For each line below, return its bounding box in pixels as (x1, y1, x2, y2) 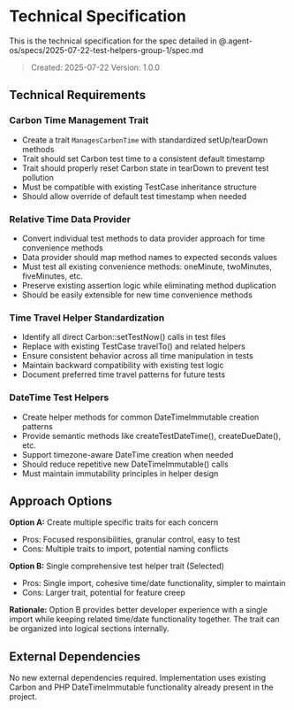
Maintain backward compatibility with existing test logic (21, 360, 224, 371)
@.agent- (218, 35, 253, 46)
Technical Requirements (9, 88, 147, 103)
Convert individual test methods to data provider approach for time (21, 233, 266, 243)
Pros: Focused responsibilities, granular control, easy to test (21, 534, 241, 545)
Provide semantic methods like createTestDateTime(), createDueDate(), (21, 430, 281, 441)
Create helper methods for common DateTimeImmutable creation (21, 412, 260, 422)
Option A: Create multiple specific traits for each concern (9, 517, 219, 528)
